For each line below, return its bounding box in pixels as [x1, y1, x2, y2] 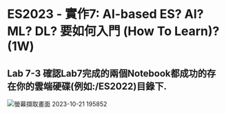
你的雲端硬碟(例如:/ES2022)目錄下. [16, 80, 167, 92]
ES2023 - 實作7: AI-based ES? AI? [7, 6, 205, 22]
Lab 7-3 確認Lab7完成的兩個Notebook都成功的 [7, 67, 207, 79]
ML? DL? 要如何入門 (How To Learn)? [7, 23, 220, 39]
